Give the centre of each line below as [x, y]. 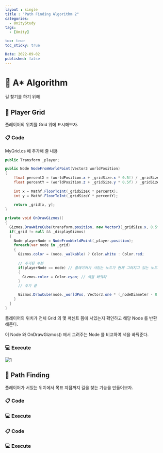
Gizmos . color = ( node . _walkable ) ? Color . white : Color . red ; [81, 254]
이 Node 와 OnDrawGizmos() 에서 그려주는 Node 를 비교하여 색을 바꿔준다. [77, 334]
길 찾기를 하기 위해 [23, 97]
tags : [10, 28]
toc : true [15, 41]
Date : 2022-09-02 [23, 54]
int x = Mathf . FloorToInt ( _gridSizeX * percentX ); [66, 191]
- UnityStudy [23, 23]
